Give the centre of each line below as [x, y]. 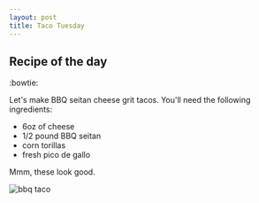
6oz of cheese [48, 127]
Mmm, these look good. [52, 172]
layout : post [33, 17]
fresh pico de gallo [56, 155]
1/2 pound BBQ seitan [61, 136]
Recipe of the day [58, 62]
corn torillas [44, 145]
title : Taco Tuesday [47, 26]
